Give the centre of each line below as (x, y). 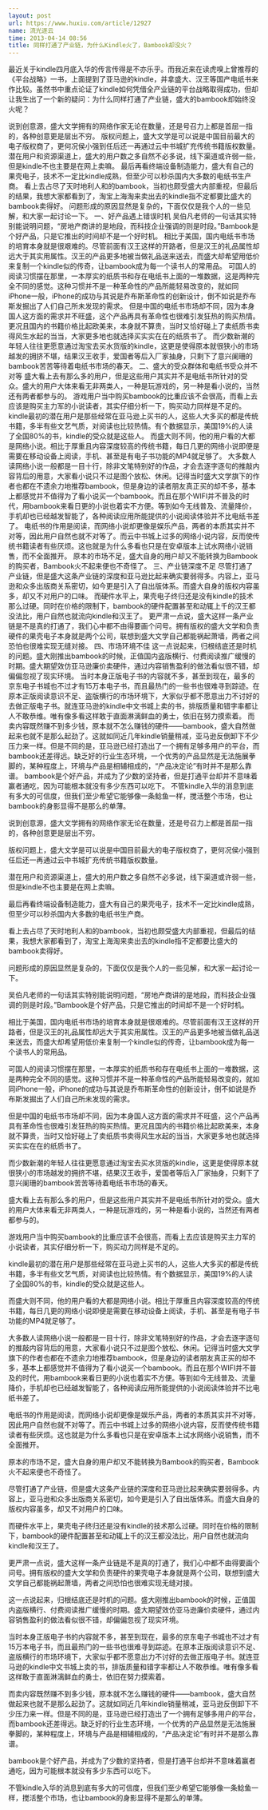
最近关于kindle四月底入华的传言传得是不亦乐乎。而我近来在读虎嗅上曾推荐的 (134, 70)
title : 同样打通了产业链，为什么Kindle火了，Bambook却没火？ (100, 46)
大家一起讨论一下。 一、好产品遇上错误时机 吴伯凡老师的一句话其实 (139, 216)
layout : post (30, 16)
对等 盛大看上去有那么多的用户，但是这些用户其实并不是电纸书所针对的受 (128, 376)
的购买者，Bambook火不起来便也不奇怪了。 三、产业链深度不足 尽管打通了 (131, 566)
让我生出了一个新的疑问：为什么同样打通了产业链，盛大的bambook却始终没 (132, 99)
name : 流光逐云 (31, 30)
